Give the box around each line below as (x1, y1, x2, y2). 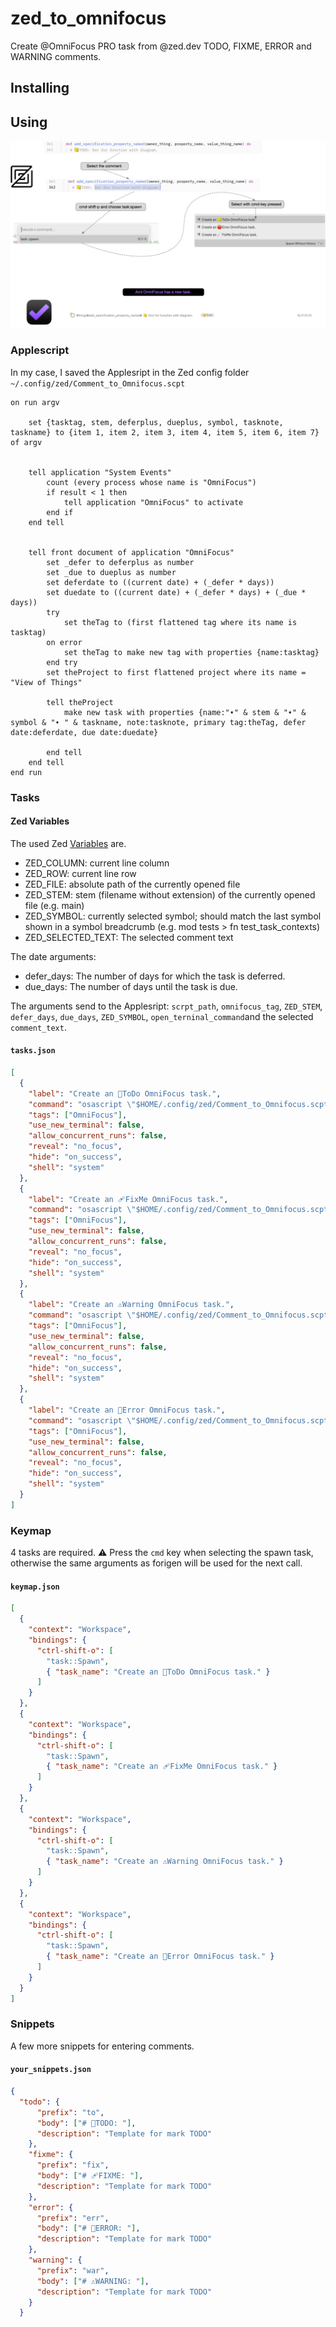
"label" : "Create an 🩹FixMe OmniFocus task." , (28, 1194, 229, 1204)
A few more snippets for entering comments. (10, 2040, 195, 2052)
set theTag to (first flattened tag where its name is (63, 617, 298, 627)
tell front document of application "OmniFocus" (28, 547, 235, 557)
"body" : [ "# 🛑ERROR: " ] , (36, 2223, 141, 2234)
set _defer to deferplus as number (46, 557, 195, 567)
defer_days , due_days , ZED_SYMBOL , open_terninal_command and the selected (10, 1010, 314, 1022)
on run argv (10, 397, 60, 407)
